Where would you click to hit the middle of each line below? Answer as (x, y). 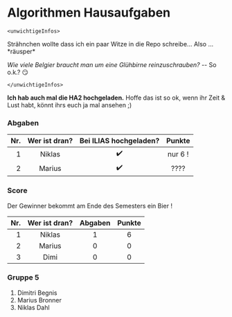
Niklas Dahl (33, 307)
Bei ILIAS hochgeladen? (119, 141)
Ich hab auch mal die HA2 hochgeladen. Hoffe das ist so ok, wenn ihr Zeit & (116, 98)
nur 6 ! (178, 154)
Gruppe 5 (23, 278)
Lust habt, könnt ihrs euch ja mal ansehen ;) (70, 105)
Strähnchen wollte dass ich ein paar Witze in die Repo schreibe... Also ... (110, 44)
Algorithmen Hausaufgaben (89, 13)
